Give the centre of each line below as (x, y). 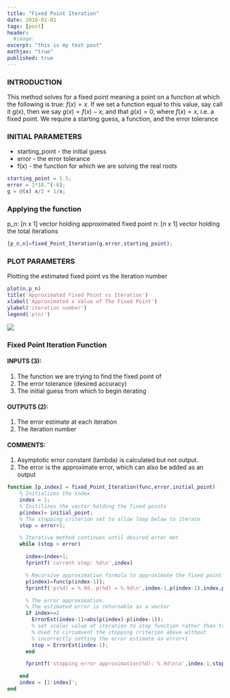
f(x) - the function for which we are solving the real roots (97, 166)
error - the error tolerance (53, 159)
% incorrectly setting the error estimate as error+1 (110, 638)
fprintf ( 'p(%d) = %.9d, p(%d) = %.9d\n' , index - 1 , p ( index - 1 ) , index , (124, 588)
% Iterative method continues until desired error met (99, 538)
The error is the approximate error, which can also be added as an (110, 468)
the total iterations (33, 231)
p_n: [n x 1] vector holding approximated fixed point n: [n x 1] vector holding (114, 224)
